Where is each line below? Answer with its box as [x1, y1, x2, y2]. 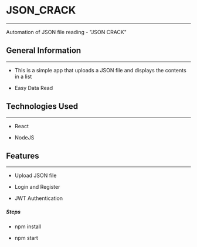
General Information [6, 45, 81, 56]
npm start [14, 235, 38, 242]
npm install [14, 223, 42, 230]
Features [6, 151, 39, 161]
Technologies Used [6, 101, 78, 112]
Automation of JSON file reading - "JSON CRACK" [6, 28, 127, 35]
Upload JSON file [14, 172, 57, 179]
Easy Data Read [14, 84, 53, 91]
